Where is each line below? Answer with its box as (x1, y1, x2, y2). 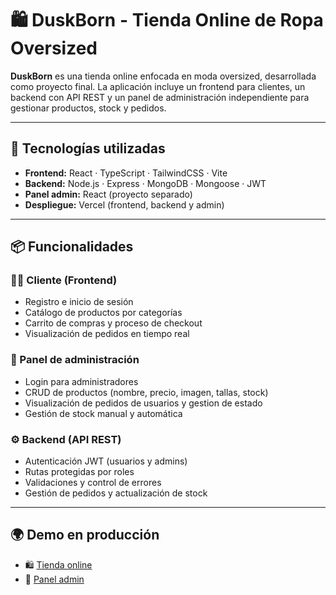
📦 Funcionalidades (10, 238, 134, 256)
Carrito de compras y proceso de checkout (24, 317, 203, 329)
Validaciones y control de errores (24, 477, 162, 489)
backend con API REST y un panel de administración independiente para (10, 91, 310, 103)
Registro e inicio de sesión (24, 296, 134, 308)
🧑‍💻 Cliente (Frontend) (10, 273, 118, 287)
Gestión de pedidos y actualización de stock (24, 487, 208, 499)
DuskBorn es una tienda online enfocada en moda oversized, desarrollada (10, 70, 317, 82)
